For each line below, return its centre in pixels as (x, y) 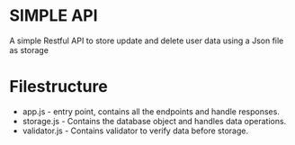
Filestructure (58, 87)
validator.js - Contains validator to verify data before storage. (135, 131)
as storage (29, 50)
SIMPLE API (54, 16)
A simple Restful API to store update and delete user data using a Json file (147, 41)
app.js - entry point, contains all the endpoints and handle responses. (151, 111)
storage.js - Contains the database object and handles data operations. (154, 121)
